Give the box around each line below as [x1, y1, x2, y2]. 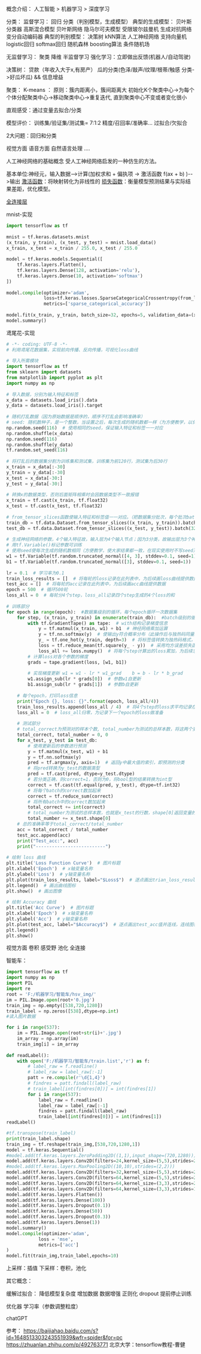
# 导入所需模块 [6, 358, 39, 364]
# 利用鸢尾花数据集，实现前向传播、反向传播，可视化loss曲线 [6, 347, 139, 353]
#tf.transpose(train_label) [6, 1130, 77, 1136]
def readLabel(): [6, 1052, 50, 1058]
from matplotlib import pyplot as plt [6, 375, 103, 381]
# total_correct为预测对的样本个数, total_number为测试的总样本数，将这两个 [17, 726, 193, 732]
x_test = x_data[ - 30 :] [6, 475, 63, 481]
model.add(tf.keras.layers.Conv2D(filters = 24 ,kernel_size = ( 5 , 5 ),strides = [6, 1158, 194, 1164]
